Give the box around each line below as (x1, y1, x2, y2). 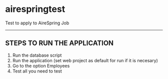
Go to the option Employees (12, 63, 70, 69)
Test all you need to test (12, 68, 62, 74)
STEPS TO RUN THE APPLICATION (5, 39, 114, 48)
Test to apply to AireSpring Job (5, 20, 69, 26)
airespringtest (5, 3, 65, 15)
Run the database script (12, 52, 62, 58)
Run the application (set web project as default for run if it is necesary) (12, 57, 158, 63)
